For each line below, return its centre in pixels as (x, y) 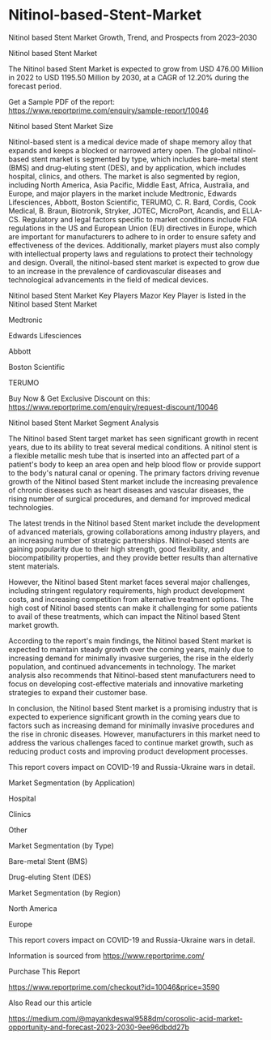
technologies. (31, 507)
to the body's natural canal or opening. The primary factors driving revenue (134, 473)
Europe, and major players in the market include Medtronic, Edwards (123, 193)
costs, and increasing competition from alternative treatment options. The (131, 599)
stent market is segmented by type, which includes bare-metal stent (145, 159)
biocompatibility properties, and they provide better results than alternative (133, 557)
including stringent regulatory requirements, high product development (127, 591)
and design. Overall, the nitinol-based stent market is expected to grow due (134, 262)
